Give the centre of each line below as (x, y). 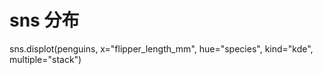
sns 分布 (44, 20)
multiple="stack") (45, 59)
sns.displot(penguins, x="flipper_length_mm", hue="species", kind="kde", (161, 48)
